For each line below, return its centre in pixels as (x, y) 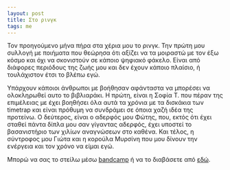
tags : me (20, 26)
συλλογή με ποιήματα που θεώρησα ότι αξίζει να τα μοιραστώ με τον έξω (113, 53)
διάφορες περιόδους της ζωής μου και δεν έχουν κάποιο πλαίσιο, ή (104, 68)
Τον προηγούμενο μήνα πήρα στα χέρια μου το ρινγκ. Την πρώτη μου (106, 46)
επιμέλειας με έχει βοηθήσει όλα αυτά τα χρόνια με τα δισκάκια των (105, 103)
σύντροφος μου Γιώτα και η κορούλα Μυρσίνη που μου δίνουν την (102, 139)
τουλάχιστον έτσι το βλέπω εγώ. (54, 75)
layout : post (26, 13)
